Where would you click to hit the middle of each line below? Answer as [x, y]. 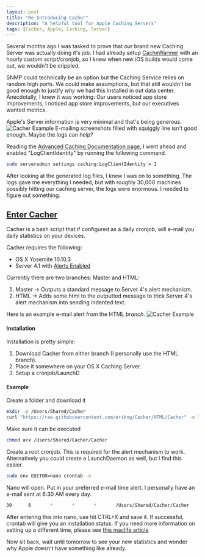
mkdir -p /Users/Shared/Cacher [46, 412]
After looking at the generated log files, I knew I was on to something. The [99, 176]
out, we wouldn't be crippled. [43, 66]
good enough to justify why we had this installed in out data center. [91, 91]
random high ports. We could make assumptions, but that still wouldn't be [99, 84]
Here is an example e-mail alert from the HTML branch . [76, 314]
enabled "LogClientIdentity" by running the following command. [86, 153]
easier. [15, 465]
